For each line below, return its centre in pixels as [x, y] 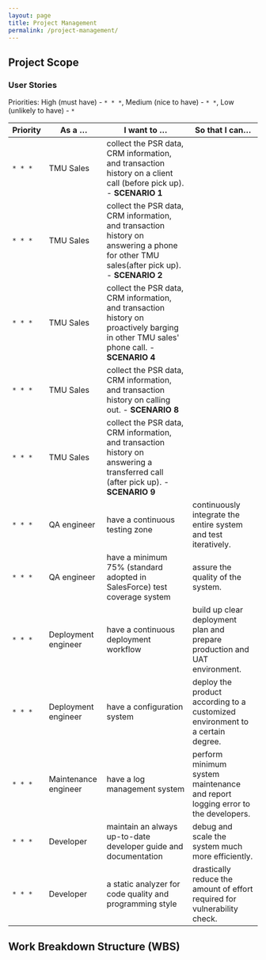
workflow [124, 650]
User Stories [33, 85]
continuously [217, 505]
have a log [125, 779]
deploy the [212, 682]
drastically [212, 870]
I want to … [146, 130]
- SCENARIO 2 [135, 276]
